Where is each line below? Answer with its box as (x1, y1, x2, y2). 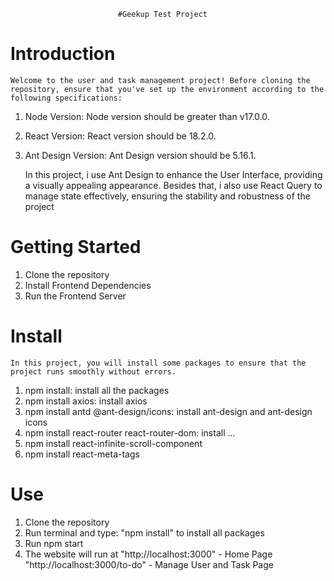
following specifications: (10, 93, 123, 103)
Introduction (10, 43, 116, 65)
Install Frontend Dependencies (24, 279, 152, 291)
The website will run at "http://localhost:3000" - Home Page (24, 548, 273, 560)
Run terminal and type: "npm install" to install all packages (24, 526, 265, 539)
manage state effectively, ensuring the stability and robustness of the (24, 190, 311, 202)
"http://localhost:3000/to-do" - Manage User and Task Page (24, 558, 274, 570)
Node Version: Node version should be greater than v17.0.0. (24, 110, 270, 122)
